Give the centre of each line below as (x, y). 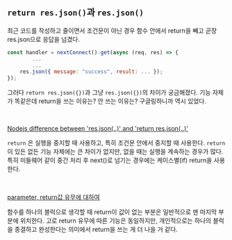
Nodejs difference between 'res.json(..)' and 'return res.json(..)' (98, 129)
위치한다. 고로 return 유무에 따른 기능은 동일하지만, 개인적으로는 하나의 (116, 221)
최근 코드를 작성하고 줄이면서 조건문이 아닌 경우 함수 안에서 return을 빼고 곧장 (112, 31)
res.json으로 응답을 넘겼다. (44, 39)
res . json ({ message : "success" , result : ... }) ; (91, 72)
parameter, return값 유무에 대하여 (53, 198)
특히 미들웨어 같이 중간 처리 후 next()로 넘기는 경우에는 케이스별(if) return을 (110, 160)
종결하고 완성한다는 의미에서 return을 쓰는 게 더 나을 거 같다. (96, 230)
